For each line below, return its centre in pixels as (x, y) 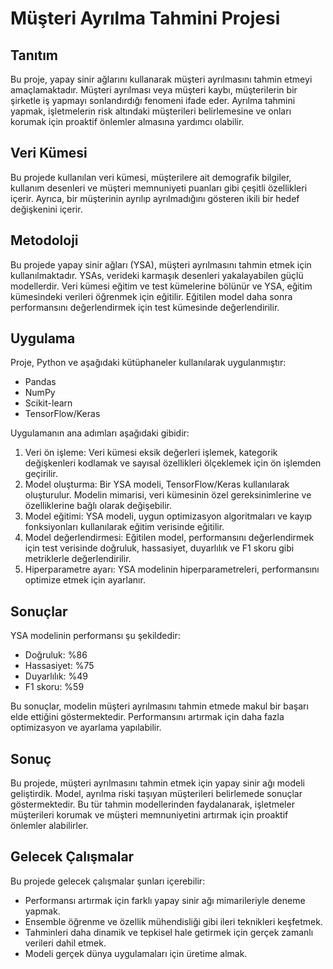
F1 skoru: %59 (54, 687)
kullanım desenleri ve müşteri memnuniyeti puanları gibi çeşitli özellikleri (159, 188)
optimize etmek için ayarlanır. (85, 580)
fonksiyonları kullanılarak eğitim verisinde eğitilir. (124, 527)
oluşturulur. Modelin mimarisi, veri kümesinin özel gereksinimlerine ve (168, 495)
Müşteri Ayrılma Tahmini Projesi (145, 18)
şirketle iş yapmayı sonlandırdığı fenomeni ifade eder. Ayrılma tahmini (153, 100)
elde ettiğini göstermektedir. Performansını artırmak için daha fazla (147, 717)
